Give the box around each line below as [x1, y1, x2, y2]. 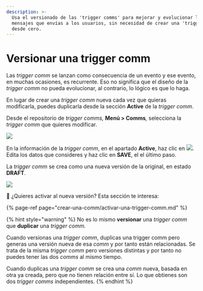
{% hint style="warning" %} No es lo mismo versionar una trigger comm [6, 216, 187, 223]
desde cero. [11, 25, 42, 32]
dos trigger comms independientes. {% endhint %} [6, 278, 134, 285]
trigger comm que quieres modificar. [6, 121, 98, 128]
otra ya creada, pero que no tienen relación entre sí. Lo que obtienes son [6, 272, 188, 279]
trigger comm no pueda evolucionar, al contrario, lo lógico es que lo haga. [6, 85, 190, 92]
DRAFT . [6, 169, 26, 177]
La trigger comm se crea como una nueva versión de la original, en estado [6, 163, 192, 170]
